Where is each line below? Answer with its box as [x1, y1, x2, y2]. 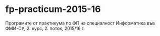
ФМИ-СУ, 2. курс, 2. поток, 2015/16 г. [5, 25, 85, 31]
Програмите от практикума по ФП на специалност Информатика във [5, 20, 155, 26]
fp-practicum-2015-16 [5, 3, 101, 15]
